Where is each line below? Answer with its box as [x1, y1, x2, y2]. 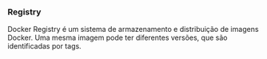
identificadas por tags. [7, 41, 82, 51]
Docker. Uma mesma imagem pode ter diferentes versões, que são [7, 33, 228, 42]
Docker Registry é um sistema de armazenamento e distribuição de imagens [7, 25, 259, 34]
